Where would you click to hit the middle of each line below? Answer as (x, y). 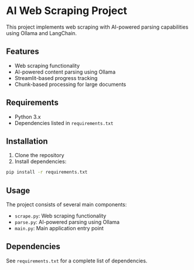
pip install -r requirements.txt (47, 172)
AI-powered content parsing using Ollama (65, 72)
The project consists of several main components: (67, 205)
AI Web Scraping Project (67, 11)
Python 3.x (28, 117)
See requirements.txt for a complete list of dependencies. (77, 261)
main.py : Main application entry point (59, 229)
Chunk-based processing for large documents (70, 84)
